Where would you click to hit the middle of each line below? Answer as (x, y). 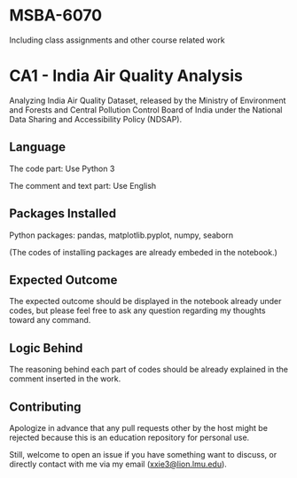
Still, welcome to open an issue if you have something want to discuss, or (143, 454)
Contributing (45, 407)
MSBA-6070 (56, 16)
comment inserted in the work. (65, 379)
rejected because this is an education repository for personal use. (129, 437)
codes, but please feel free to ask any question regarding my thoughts (137, 310)
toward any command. (50, 320)
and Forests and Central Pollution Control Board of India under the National (146, 110)
